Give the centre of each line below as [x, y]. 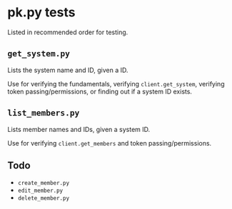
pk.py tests [41, 12]
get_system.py [39, 54]
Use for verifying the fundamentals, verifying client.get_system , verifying [116, 83]
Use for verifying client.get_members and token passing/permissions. [110, 143]
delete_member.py [44, 198]
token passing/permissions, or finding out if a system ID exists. [100, 91]
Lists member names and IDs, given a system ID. [79, 129]
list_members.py [44, 113]
